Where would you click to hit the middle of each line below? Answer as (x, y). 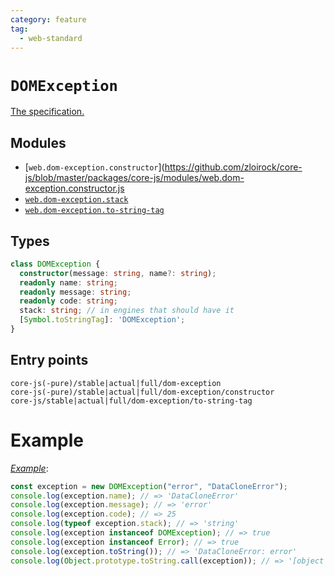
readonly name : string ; (68, 282)
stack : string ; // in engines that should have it (127, 311)
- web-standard (51, 38)
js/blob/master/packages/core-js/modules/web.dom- (134, 178)
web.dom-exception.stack (76, 200)
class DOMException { (55, 264)
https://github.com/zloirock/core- (233, 167)
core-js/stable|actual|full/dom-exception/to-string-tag (131, 401)
